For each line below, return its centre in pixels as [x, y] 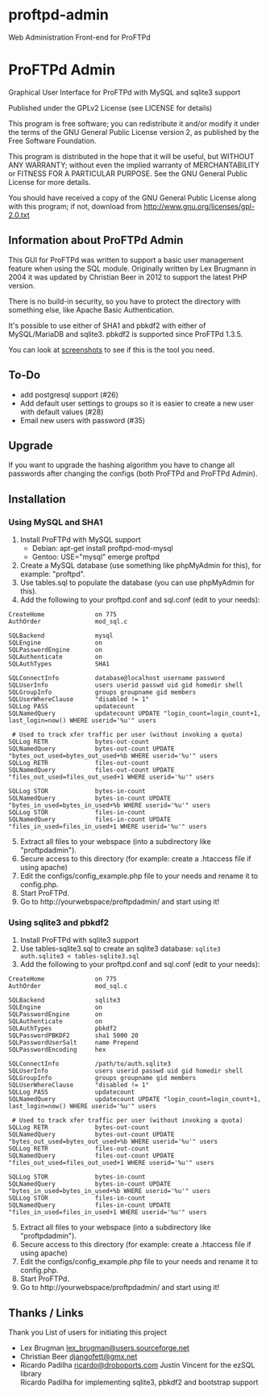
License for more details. [50, 182]
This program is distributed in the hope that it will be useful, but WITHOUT [131, 156]
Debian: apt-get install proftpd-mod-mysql [102, 548]
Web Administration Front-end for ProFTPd [79, 37]
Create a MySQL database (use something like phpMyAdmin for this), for [141, 565]
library [31, 1374]
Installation [37, 499]
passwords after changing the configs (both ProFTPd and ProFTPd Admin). [133, 473]
